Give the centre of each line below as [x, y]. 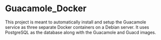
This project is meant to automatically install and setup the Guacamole [76, 22]
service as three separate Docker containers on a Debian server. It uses [77, 27]
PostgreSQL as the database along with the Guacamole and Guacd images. [80, 32]
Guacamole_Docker [46, 9]
